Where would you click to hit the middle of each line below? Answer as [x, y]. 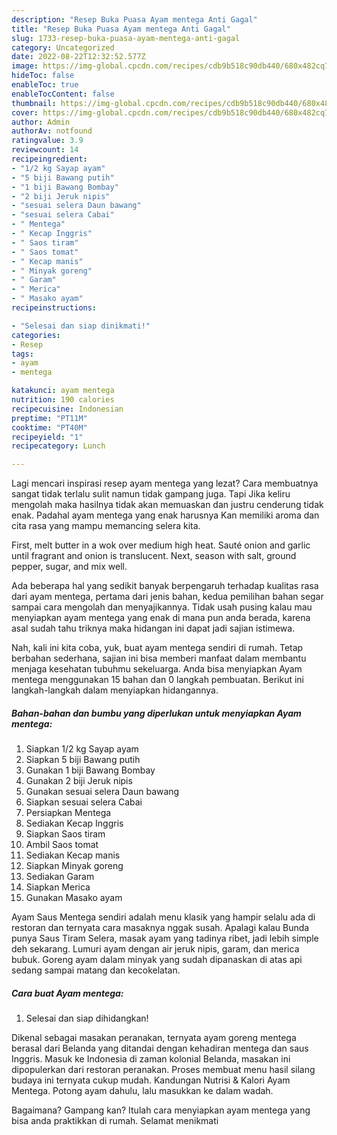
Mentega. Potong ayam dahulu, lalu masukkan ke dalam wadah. [142, 1091]
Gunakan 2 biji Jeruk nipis [79, 781]
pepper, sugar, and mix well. [69, 567]
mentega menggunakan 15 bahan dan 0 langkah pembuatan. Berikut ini [157, 680]
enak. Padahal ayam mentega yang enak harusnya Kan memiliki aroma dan [165, 515]
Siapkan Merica [58, 887]
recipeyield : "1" [47, 437]
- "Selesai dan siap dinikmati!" [81, 326]
